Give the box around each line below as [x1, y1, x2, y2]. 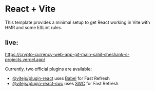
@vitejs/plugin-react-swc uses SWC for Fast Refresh [12, 80, 118, 86]
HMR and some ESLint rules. [5, 24, 62, 30]
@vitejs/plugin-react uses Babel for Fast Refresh [12, 75, 110, 81]
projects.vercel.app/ [5, 57, 45, 62]
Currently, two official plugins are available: [5, 66, 92, 72]
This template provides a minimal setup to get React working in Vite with [5, 19, 150, 25]
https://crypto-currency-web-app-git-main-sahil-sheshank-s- [5, 51, 130, 57]
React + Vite [5, 3, 56, 15]
